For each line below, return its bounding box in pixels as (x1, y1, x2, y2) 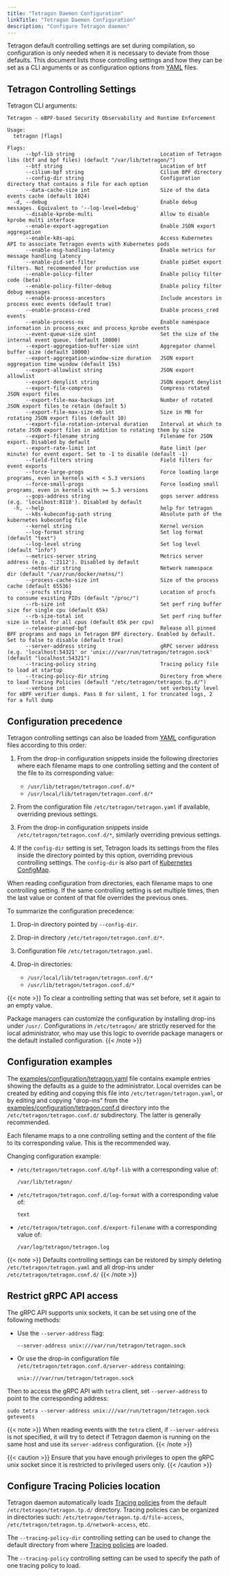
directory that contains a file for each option (7, 181, 149, 188)
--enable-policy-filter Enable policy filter (25, 271, 222, 278)
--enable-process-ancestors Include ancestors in (25, 295, 222, 302)
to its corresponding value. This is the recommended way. (7, 1138, 171, 1147)
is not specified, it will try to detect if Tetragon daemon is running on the (7, 1433, 211, 1441)
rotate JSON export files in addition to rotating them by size (7, 427, 194, 434)
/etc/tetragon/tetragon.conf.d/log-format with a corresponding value (16, 1191, 219, 1199)
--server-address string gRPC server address (25, 643, 219, 650)
